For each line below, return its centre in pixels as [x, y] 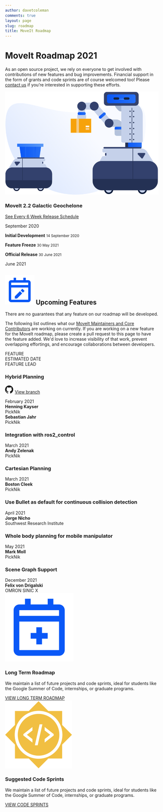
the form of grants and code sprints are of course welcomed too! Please [77, 80]
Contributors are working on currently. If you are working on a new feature [80, 329]
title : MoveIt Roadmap [28, 31]
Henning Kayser [22, 406]
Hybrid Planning [25, 377]
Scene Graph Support [31, 570]
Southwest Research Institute [35, 523]
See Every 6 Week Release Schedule [42, 216]
